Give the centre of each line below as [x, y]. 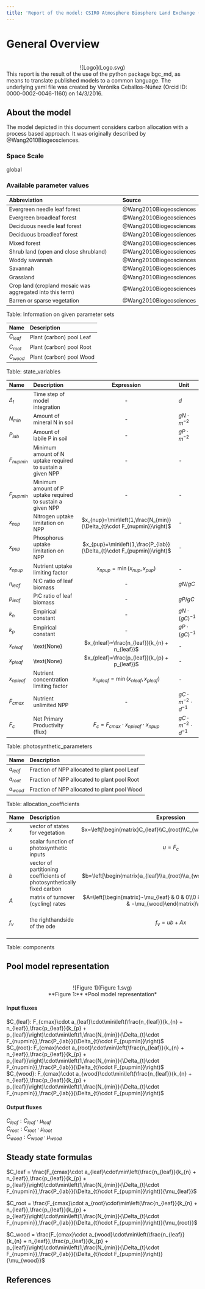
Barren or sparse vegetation [44, 301]
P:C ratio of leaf [53, 596]
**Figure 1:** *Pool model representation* [103, 994]
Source [132, 200]
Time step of [49, 394]
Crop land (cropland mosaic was [49, 285]
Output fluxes [24, 1107]
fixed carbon [46, 889]
